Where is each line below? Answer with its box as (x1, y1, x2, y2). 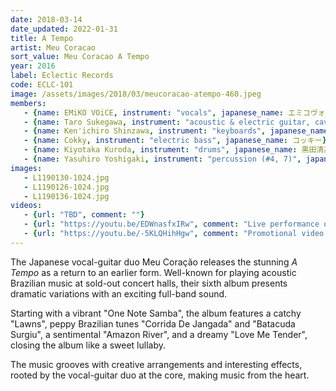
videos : (10, 201, 43, 211)
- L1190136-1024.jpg (23, 191, 110, 201)
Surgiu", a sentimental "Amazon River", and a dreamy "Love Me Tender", (10, 328, 308, 340)
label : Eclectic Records (10, 71, 114, 81)
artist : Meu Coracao (10, 42, 97, 53)
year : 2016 (10, 61, 56, 71)
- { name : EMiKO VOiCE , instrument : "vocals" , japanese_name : (23, 107, 284, 118)
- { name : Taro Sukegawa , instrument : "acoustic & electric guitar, (23, 117, 311, 127)
